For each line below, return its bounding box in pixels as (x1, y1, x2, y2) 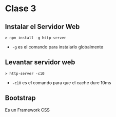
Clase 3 (5, 3, 37, 14)
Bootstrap (5, 94, 36, 102)
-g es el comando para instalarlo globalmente (12, 44, 104, 49)
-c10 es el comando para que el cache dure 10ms (12, 79, 111, 86)
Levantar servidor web (5, 58, 76, 67)
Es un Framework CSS (5, 107, 50, 113)
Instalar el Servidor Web (5, 23, 80, 31)
